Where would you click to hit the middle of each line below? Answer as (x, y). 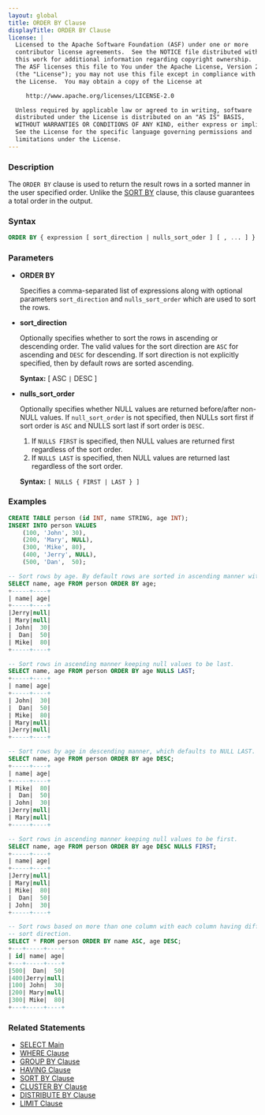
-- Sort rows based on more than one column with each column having (125, 927)
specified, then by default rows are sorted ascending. (106, 363)
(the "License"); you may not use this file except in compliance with (136, 74)
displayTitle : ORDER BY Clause (60, 30)
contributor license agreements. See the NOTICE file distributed (129, 52)
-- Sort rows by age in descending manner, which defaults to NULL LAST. (132, 752)
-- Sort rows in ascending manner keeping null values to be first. (123, 839)
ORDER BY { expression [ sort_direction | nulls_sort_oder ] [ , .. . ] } (132, 238)
